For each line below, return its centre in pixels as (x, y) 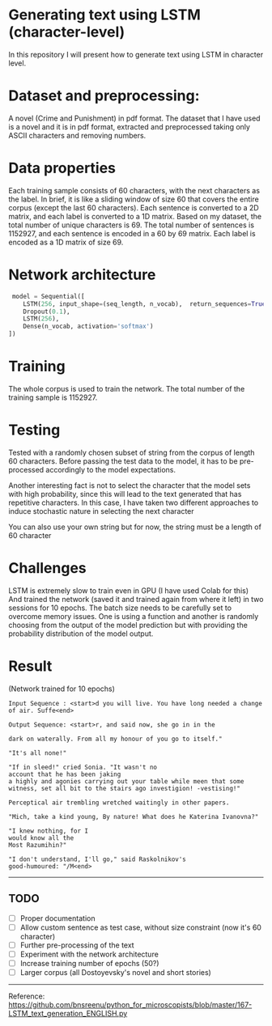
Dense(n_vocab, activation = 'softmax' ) (88, 326)
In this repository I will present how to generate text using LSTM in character (136, 54)
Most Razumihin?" (38, 845)
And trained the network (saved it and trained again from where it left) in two (136, 599)
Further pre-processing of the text (77, 945)
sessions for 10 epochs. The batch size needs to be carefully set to (120, 608)
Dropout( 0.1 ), (47, 312)
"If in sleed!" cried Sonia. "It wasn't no (83, 767)
